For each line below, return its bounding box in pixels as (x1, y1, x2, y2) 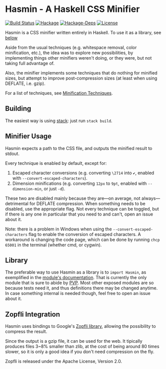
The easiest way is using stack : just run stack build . (5, 118, 112, 124)
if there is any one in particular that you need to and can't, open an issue (5, 211, 154, 217)
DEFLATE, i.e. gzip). (5, 80, 46, 86)
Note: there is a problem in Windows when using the (5, 226, 112, 232)
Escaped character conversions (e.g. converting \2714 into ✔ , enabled (12, 170, 155, 176)
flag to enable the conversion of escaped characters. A (28, 231, 141, 237)
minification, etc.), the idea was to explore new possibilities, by (5, 50, 133, 56)
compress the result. (5, 329, 48, 335)
